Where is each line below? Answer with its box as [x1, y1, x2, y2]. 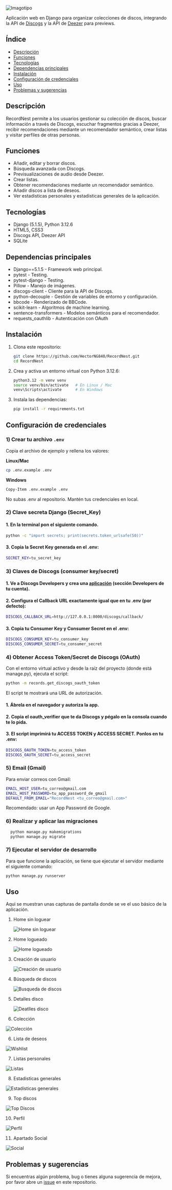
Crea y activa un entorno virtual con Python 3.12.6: [13, 367, 120, 374]
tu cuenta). [6, 586, 30, 592]
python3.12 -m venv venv [13, 378, 67, 383]
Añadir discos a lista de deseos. [13, 187, 81, 193]
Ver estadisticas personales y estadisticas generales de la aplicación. [13, 193, 160, 199]
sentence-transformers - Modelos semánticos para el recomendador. [13, 310, 160, 316]
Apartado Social [13, 1135, 48, 1141]
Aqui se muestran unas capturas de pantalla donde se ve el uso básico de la [6, 901, 167, 907]
